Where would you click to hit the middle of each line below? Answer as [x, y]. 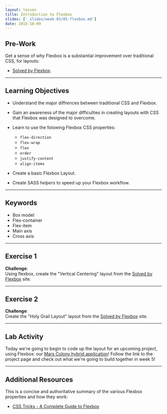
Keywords [21, 203]
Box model [23, 215]
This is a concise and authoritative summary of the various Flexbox [74, 391]
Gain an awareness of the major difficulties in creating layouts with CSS [85, 112]
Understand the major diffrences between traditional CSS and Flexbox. [85, 103]
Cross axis [23, 236]
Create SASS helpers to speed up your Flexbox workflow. [71, 182]
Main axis [22, 231]
